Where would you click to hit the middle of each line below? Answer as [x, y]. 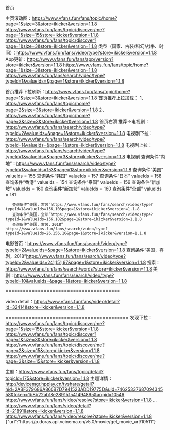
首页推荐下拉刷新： [25, 91]
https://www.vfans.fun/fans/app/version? [70, 59]
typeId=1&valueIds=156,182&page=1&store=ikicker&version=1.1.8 [74, 219]
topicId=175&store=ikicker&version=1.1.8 [47, 378]
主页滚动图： [19, 18]
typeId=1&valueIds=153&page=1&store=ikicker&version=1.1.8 [69, 169]
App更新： [16, 59]
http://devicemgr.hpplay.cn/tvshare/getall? [50, 384]
